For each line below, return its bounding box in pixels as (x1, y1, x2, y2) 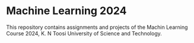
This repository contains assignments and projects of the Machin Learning (6, 24, 188, 31)
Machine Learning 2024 (6, 4, 127, 18)
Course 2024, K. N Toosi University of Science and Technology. (6, 29, 162, 37)
